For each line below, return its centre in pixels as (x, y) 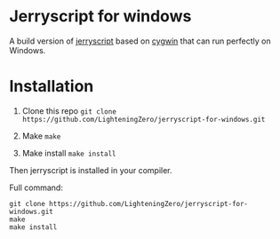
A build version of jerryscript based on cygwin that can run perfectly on (140, 41)
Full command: (36, 187)
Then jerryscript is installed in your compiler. (91, 170)
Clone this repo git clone (69, 111)
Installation (52, 87)
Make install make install (69, 153)
